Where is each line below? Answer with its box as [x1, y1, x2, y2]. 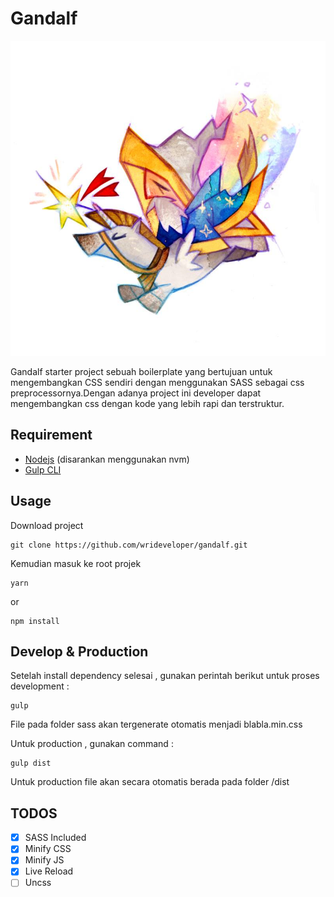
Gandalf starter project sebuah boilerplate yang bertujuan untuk [10, 365, 273, 377]
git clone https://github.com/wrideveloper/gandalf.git [10, 540, 248, 550]
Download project [10, 519, 84, 531]
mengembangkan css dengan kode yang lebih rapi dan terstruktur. [10, 397, 285, 409]
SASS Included [24, 832, 87, 844]
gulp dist [10, 758, 52, 769]
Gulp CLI [24, 463, 62, 476]
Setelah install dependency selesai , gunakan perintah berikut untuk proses [10, 670, 320, 682]
